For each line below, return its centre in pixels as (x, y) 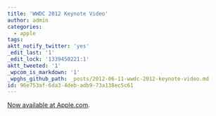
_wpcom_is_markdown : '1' (44, 72)
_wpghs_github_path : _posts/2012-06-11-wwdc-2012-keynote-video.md (108, 79)
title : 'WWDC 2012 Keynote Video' (58, 14)
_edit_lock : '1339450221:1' (49, 59)
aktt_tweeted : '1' (34, 66)
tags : (15, 40)
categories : (25, 27)
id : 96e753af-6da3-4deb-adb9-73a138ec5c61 (70, 85)
